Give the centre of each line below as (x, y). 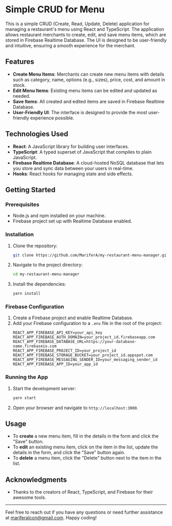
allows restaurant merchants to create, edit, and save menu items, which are (86, 34)
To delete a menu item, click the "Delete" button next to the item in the (87, 458)
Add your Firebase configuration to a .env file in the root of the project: (87, 323)
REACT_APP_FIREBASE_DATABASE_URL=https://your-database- (75, 342)
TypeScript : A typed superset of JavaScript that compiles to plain (82, 152)
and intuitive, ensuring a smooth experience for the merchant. (70, 45)
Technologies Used (37, 134)
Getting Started (30, 189)
